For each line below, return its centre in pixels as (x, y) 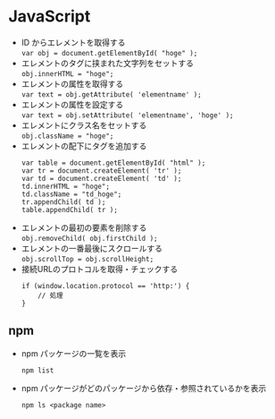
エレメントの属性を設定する (72, 104)
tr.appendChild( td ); (63, 202)
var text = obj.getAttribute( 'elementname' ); (111, 94)
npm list (37, 370)
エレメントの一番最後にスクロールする (92, 248)
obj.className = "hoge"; (67, 136)
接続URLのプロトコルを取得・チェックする (100, 269)
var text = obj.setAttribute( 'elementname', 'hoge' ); (127, 115)
